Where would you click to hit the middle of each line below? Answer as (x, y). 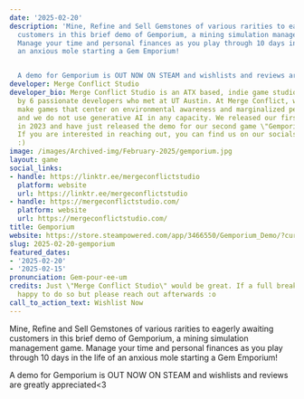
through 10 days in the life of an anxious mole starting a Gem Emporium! (144, 357)
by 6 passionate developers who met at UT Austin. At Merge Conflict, (153, 100)
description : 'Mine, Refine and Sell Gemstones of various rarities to (147, 26)
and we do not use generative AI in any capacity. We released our (147, 118)
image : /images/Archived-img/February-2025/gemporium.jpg (121, 152)
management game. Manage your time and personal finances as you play (146, 347)
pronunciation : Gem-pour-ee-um (68, 278)
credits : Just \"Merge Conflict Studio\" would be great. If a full (141, 286)
